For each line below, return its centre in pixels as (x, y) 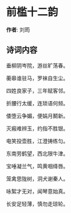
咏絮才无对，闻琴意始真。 (37, 191)
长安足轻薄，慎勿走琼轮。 (37, 204)
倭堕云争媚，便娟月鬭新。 (37, 115)
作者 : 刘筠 (18, 30)
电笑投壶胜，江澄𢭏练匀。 (37, 141)
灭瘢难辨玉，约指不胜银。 (37, 128)
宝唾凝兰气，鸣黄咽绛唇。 (37, 166)
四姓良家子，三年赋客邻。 (37, 91)
